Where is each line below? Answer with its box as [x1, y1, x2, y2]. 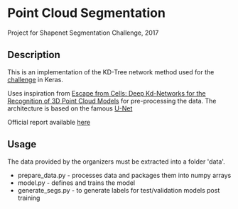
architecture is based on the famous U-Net [7, 104, 133, 113]
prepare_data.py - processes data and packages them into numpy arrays [17, 171, 232, 179]
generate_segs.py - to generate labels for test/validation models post [17, 186, 220, 194]
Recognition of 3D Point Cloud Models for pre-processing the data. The [7, 96, 217, 105]
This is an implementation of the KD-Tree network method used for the [7, 67, 215, 76]
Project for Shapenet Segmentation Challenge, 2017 [7, 28, 159, 37]
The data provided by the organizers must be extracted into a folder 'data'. [7, 157, 225, 166]
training [17, 193, 40, 202]
